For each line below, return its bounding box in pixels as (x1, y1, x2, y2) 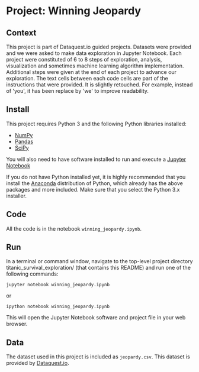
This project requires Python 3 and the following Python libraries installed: (6, 120, 187, 127)
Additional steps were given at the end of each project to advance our (6, 69, 176, 75)
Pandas (14, 138, 34, 145)
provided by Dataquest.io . (6, 360, 69, 367)
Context (6, 28, 37, 38)
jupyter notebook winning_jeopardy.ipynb (6, 282, 110, 288)
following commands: (6, 270, 59, 277)
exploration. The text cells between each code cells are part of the (6, 75, 169, 82)
